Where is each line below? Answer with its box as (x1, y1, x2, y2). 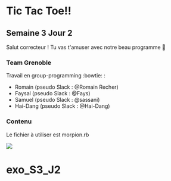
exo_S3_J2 (6, 163, 61, 176)
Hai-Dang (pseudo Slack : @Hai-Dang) (14, 102, 110, 110)
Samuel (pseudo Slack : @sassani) (14, 96, 100, 104)
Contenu (6, 117, 32, 126)
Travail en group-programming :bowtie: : (6, 72, 106, 79)
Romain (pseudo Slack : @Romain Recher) (14, 83, 119, 90)
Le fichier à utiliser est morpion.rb (6, 131, 89, 138)
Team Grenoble (6, 58, 52, 67)
